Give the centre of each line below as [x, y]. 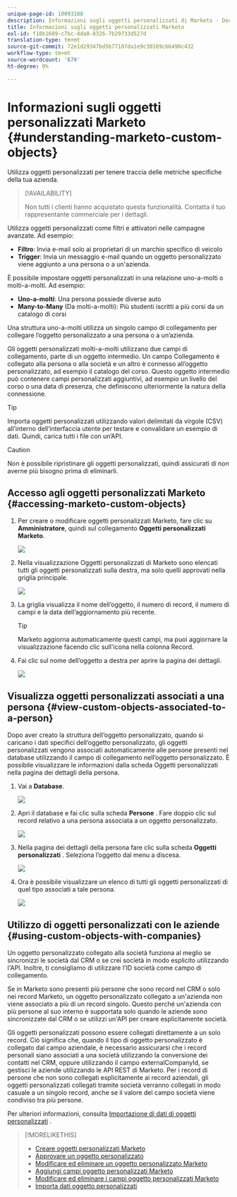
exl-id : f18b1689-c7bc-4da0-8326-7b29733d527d [77, 34]
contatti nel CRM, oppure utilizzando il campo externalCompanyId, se [108, 1063]
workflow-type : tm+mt [39, 54]
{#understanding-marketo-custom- [115, 137]
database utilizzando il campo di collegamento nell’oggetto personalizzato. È [119, 758]
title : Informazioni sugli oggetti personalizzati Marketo [96, 27]
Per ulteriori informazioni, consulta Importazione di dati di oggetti [102, 1114]
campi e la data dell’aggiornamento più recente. [87, 612]
